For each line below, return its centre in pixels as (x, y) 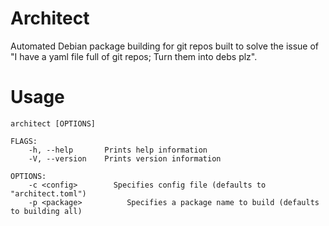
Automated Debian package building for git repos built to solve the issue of (165, 46)
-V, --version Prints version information (125, 158)
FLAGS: (24, 141)
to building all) (46, 211)
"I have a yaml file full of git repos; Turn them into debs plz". (134, 56)
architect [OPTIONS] (53, 123)
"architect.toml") (48, 193)
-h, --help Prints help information (118, 150)
